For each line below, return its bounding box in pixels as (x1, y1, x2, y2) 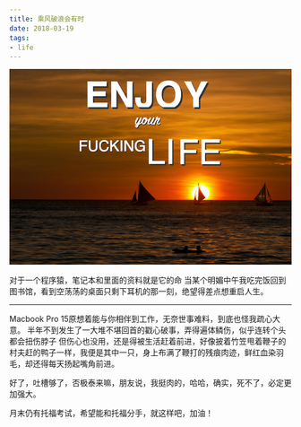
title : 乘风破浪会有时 (9, 14, 85, 23)
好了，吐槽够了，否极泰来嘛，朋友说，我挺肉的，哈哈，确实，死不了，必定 (9, 378, 284, 388)
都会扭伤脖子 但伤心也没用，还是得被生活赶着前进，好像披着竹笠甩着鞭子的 (9, 336, 287, 347)
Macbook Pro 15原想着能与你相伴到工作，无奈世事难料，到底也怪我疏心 (9, 314, 273, 325)
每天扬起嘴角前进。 (47, 359, 119, 370)
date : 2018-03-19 (9, 23, 74, 33)
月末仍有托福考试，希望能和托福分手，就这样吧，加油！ (9, 408, 213, 419)
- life (9, 43, 34, 52)
